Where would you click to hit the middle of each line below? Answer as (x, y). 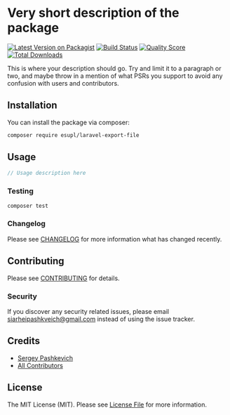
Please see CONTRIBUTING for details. (64, 278)
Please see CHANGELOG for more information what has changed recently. (115, 239)
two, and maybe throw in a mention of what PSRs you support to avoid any (115, 76)
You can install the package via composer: (68, 122)
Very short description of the (94, 13)
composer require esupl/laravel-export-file (73, 135)
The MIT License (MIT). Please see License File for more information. (107, 404)
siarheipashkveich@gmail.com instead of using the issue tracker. (101, 319)
